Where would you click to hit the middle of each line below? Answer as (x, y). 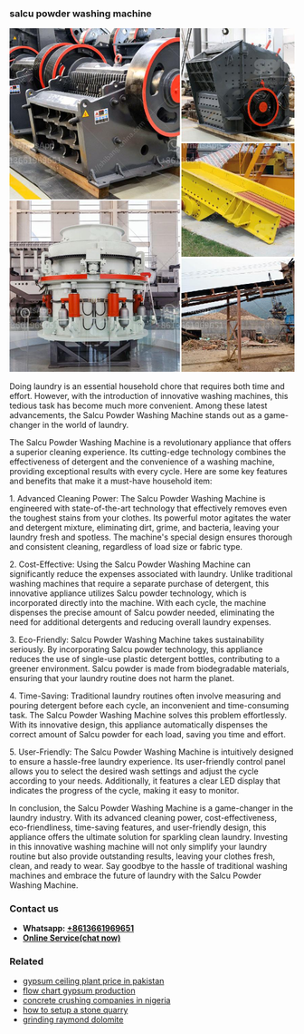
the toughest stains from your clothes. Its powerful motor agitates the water (150, 517)
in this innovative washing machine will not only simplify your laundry (138, 846)
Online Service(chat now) (71, 938)
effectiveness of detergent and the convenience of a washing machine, (142, 462)
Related (27, 961)
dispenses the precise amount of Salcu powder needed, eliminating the (142, 612)
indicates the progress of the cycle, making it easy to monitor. (124, 790)
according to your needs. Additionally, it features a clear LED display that (145, 780)
